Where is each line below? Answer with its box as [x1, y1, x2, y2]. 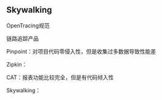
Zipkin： [6, 60, 28, 68]
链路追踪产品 [6, 35, 39, 42]
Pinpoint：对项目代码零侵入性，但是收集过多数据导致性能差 [6, 48, 156, 55]
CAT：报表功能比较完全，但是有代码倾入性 [6, 73, 114, 81]
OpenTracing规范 [6, 21, 50, 29]
